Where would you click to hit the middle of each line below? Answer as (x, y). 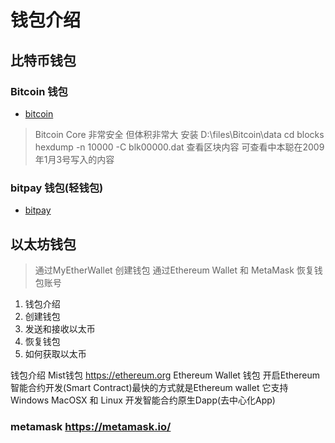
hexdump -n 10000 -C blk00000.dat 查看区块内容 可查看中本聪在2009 (179, 147)
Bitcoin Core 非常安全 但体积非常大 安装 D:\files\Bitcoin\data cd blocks (179, 134)
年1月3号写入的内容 (74, 159)
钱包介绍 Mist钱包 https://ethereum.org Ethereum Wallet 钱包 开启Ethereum (165, 375)
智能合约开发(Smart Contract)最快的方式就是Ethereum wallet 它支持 (149, 387)
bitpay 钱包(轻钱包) (57, 188)
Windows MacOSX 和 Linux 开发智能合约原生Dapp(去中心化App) (143, 400)
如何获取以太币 (55, 353)
